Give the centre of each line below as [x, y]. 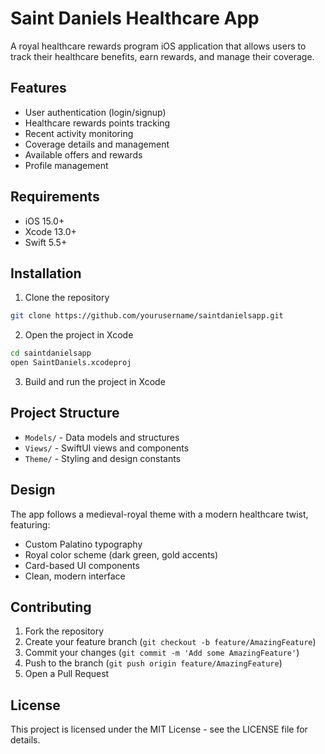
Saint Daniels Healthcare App [135, 18]
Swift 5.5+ [46, 242]
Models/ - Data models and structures [102, 437]
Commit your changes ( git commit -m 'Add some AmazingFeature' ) [162, 653]
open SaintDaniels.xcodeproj [71, 363]
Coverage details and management [97, 144]
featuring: [30, 524]
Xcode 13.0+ [50, 231]
